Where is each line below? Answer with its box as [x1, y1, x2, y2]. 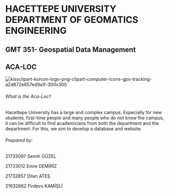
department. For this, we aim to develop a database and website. [5, 125, 142, 132]
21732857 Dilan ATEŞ [5, 173, 50, 179]
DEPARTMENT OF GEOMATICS [5, 14, 139, 26]
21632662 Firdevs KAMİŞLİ [5, 183, 63, 189]
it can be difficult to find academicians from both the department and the [5, 120, 159, 126]
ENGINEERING [5, 25, 67, 36]
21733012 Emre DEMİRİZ [5, 163, 57, 169]
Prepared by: [5, 137, 33, 143]
